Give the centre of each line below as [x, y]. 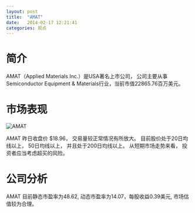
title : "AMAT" [25, 17]
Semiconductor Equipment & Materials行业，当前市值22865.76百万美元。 [95, 84]
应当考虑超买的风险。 [42, 153]
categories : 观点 [26, 28]
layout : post [22, 11]
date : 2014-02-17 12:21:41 [42, 22]
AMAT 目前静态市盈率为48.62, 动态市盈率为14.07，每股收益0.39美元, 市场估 [97, 197]
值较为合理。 [21, 204]
